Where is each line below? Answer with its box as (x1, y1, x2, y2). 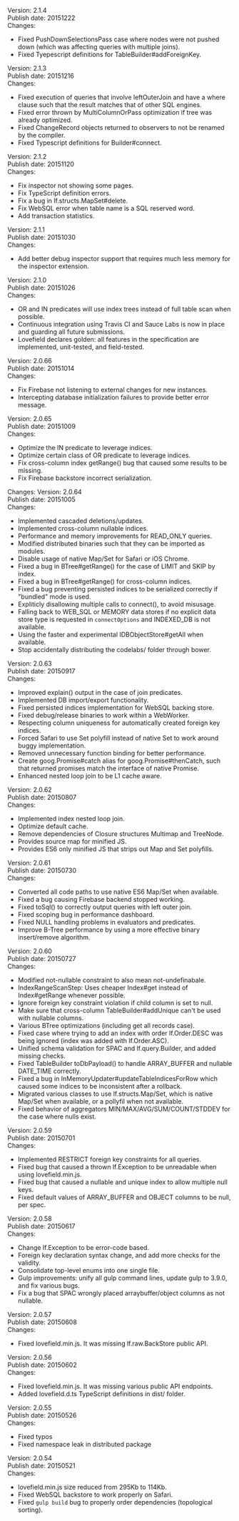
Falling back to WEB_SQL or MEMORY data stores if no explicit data (17, 608, 216, 616)
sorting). (17, 1505, 44, 1514)
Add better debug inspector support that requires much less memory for (17, 255, 230, 263)
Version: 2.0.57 (7, 1311, 52, 1318)
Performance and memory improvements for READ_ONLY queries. (17, 531, 213, 540)
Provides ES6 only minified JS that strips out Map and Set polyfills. (17, 845, 214, 853)
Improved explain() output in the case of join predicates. (17, 688, 183, 696)
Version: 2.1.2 (7, 153, 47, 161)
